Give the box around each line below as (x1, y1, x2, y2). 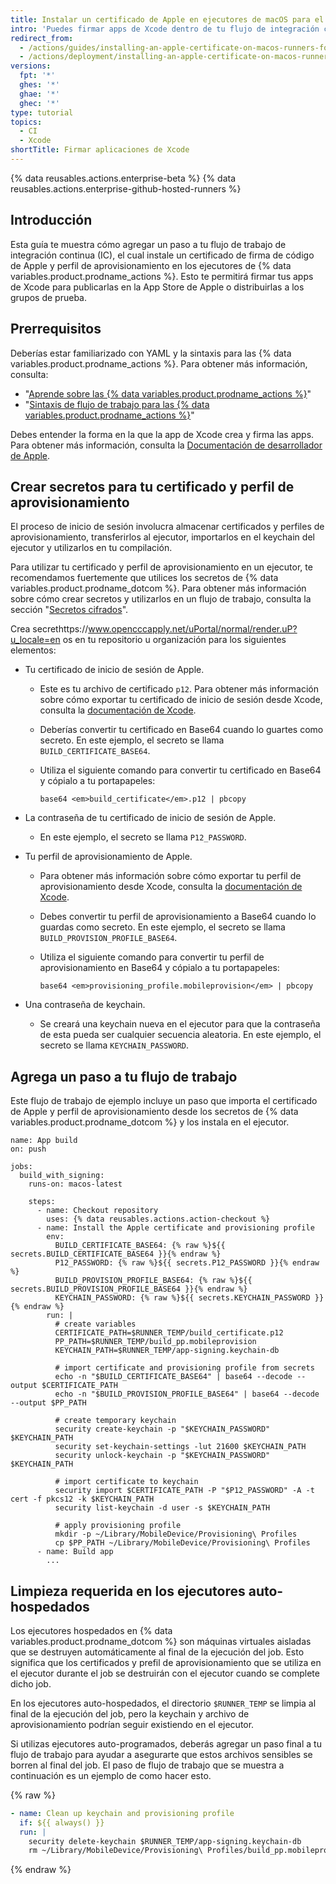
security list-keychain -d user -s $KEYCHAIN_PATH (54, 1503, 271, 1513)
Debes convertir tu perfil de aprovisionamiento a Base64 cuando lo (39, 911, 317, 923)
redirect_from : (10, 33, 74, 43)
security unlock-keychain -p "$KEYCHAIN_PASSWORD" (54, 1451, 271, 1461)
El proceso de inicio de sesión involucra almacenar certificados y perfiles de (10, 521, 325, 533)
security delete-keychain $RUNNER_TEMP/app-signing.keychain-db (28, 1836, 302, 1846)
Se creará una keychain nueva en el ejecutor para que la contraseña (39, 1018, 321, 1030)
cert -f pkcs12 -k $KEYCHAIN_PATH (10, 1494, 155, 1505)
